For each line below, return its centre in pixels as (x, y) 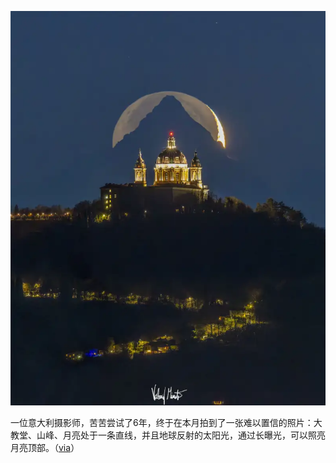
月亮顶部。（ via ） (45, 447)
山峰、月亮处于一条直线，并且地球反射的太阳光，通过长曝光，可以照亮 (181, 435)
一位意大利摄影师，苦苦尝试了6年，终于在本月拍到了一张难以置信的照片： (162, 422)
